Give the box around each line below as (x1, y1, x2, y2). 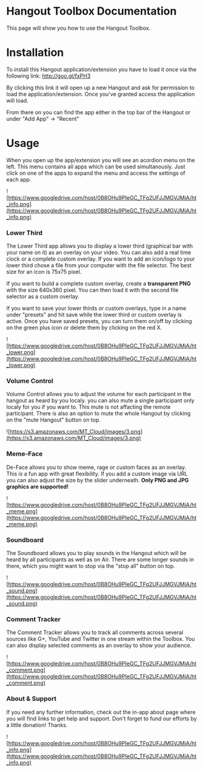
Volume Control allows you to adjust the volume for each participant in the (6, 391, 191, 398)
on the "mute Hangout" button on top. (6, 416, 101, 423)
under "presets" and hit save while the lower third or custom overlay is (6, 311, 182, 318)
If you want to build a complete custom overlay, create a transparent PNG (6, 280, 191, 287)
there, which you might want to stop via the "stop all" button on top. (6, 562, 176, 569)
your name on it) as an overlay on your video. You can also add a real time (6, 249, 191, 256)
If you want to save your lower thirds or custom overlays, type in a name (6, 305, 187, 312)
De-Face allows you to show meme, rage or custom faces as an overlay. (6, 463, 187, 471)
